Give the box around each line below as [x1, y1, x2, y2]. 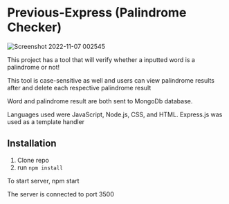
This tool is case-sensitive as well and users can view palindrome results [7, 76, 214, 84]
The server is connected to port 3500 [7, 190, 114, 198]
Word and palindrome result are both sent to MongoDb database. [7, 96, 193, 105]
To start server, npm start [7, 176, 80, 185]
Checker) [7, 19, 62, 35]
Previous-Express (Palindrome [7, 5, 187, 21]
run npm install [17, 163, 64, 172]
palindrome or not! [7, 63, 60, 71]
